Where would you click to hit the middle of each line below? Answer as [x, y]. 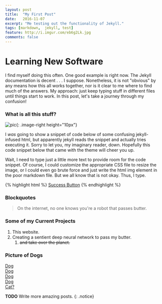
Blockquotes [20, 198]
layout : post [18, 10]
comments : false [22, 37]
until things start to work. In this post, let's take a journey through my [75, 96]
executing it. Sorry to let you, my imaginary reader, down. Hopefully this [78, 145]
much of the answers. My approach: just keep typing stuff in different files [80, 91]
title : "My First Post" [30, 14]
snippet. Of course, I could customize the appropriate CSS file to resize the [81, 165]
